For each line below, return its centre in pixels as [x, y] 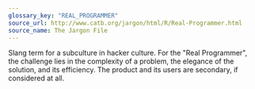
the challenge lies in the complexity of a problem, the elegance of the [121, 61]
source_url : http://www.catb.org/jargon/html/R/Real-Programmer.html [126, 23]
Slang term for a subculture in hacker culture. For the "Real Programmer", [128, 53]
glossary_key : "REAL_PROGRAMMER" [63, 15]
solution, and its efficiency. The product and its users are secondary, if [123, 70]
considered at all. [36, 78]
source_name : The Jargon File [58, 30]
